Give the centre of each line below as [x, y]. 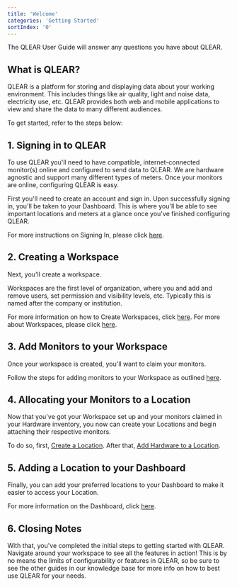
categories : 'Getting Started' [53, 21]
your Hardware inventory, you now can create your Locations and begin [112, 424]
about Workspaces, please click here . [62, 324]
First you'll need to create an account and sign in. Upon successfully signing [119, 199]
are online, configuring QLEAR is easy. [63, 185]
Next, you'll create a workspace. [54, 274]
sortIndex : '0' [30, 27]
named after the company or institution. [65, 303]
